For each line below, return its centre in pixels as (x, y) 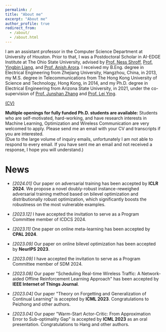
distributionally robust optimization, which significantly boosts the (80, 199)
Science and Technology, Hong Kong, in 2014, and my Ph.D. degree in (77, 83)
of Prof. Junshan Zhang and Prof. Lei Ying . (73, 93)
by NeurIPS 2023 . (31, 249)
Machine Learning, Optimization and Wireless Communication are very (77, 123)
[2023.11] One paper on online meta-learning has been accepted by (81, 229)
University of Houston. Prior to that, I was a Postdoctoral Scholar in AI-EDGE (83, 56)
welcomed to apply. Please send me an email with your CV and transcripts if (83, 128)
